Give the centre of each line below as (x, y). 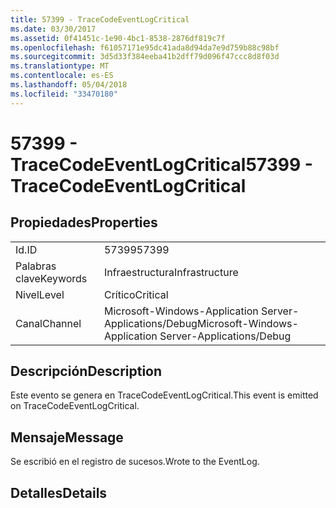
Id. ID (26, 249)
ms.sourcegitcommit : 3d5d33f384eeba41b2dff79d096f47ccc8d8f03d (145, 57)
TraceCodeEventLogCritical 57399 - (161, 164)
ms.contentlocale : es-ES (62, 76)
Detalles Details (59, 492)
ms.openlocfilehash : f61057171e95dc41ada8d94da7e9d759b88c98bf (145, 47)
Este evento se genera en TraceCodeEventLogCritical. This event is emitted (164, 395)
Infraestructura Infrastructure (171, 272)
